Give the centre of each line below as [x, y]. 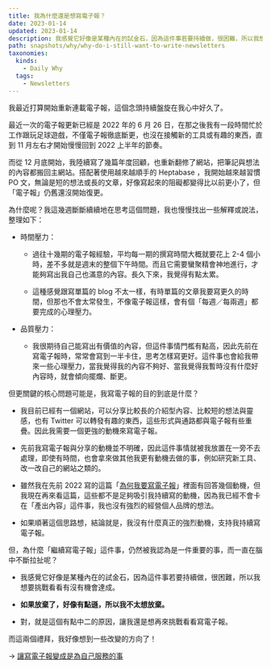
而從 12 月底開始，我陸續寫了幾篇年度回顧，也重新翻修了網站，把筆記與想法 [134, 162]
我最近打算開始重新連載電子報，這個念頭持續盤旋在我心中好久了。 [118, 107]
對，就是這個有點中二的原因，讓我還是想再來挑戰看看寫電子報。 [126, 621]
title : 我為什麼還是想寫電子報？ [57, 16]
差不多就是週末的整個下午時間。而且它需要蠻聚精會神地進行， [149, 264]
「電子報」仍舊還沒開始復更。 [58, 192]
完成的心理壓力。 [68, 311]
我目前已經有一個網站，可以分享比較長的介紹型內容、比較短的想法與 [133, 410]
